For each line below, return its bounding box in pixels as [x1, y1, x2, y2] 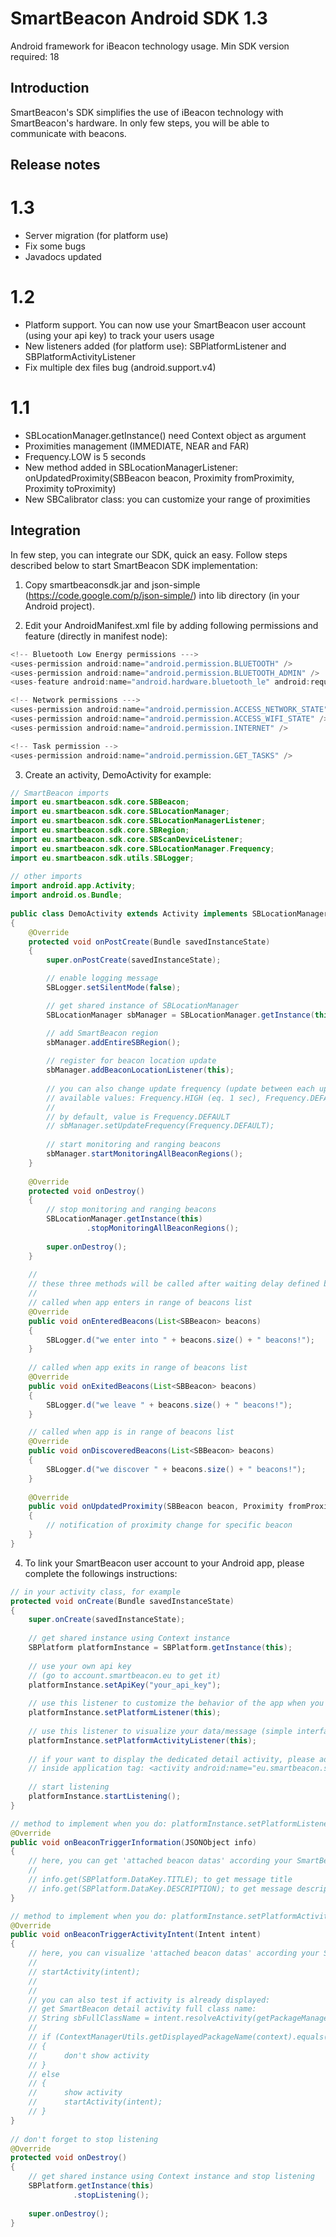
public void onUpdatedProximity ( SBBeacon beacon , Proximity [28, 1502, 284, 1512]
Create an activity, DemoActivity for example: [24, 768, 212, 781]
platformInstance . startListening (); [28, 1792, 182, 1802]
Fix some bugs [24, 240, 87, 252]
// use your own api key [28, 1661, 132, 1671]
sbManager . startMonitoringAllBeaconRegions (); [46, 1149, 244, 1159]
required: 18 [10, 50, 60, 62]
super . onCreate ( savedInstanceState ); [28, 1615, 186, 1625]
